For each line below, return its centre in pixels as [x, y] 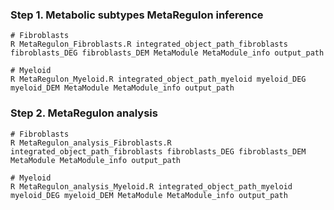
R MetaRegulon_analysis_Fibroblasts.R [91, 143]
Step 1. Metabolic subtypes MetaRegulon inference [137, 15]
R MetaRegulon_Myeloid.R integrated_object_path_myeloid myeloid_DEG [158, 79]
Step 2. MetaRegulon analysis [84, 113]
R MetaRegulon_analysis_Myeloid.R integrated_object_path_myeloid [151, 186]
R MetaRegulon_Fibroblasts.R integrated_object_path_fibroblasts [149, 44]
